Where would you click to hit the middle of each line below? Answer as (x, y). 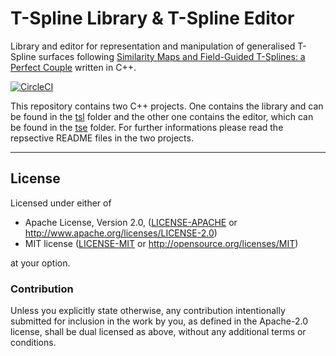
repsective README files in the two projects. (102, 138)
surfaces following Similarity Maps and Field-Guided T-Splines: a (172, 56)
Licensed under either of (61, 203)
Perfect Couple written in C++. (73, 67)
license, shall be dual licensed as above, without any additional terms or (158, 332)
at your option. (40, 263)
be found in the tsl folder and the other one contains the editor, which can (162, 116)
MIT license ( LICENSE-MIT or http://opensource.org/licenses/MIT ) (161, 243)
